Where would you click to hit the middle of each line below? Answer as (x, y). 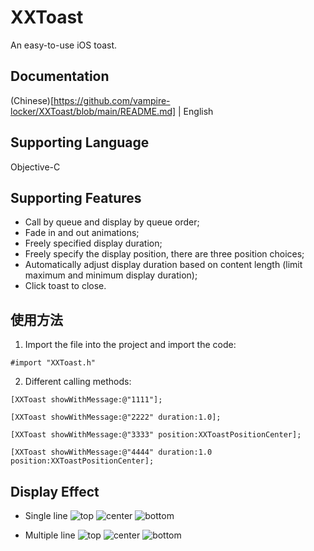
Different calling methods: (78, 382)
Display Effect (55, 491)
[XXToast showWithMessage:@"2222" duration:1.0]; (116, 417)
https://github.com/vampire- (112, 100)
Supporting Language (80, 142)
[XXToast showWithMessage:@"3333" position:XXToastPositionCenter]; (156, 435)
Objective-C (35, 167)
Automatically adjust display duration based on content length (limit (163, 265)
